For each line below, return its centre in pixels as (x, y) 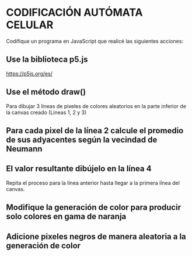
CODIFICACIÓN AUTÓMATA (74, 13)
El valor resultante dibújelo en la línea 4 (79, 169)
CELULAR (30, 25)
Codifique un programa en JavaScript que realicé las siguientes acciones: (95, 41)
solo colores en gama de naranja (66, 217)
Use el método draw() (46, 92)
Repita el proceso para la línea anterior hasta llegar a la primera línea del (93, 183)
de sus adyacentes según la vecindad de (82, 139)
